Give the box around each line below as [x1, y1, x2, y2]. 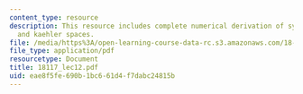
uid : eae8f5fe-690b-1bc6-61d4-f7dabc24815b [9, 72, 176, 81]
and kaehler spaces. [17, 30, 95, 38]
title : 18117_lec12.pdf [9, 64, 99, 73]
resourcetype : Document [9, 55, 99, 64]
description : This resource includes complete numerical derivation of [9, 21, 284, 30]
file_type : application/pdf [9, 47, 115, 56]
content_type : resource [9, 13, 99, 22]
